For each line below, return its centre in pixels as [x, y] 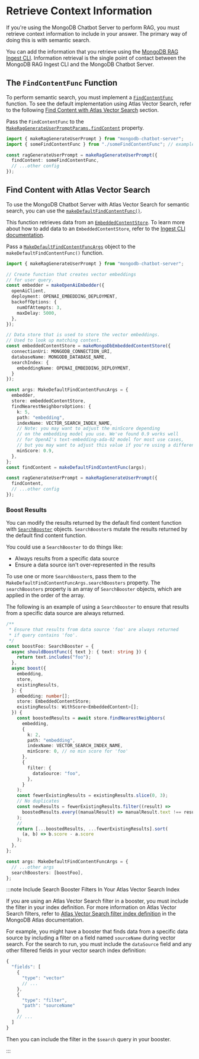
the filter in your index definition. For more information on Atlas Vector [91, 907]
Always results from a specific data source [67, 559]
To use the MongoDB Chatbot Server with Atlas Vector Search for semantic [98, 204]
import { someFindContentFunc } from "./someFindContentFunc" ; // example [100, 144]
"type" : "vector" [43, 978]
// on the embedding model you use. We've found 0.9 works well [98, 434]
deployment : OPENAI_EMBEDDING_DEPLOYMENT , [65, 297]
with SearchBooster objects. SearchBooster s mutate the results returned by [97, 529]
